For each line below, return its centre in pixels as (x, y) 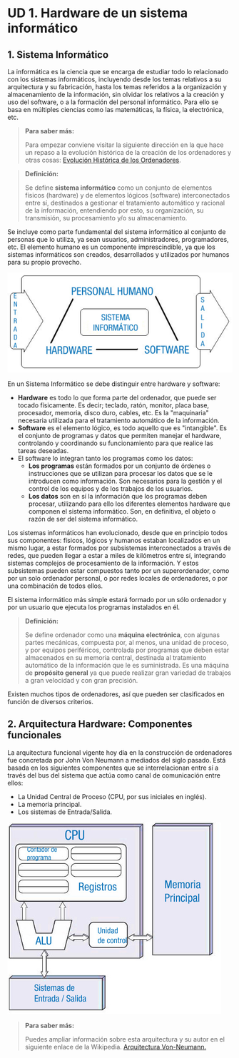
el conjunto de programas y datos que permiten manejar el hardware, (119, 435)
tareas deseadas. (43, 450)
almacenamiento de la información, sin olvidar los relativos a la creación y (116, 95)
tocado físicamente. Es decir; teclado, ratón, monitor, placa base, (113, 405)
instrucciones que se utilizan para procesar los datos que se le (120, 473)
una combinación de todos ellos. (55, 586)
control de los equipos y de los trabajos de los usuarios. (111, 488)
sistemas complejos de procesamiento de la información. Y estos (103, 563)
